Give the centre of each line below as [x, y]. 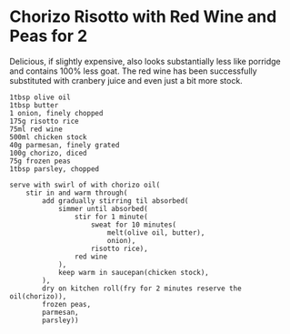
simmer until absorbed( [103, 208]
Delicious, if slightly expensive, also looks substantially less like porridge [145, 61]
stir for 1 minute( [111, 217]
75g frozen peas [40, 161]
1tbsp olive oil [40, 97]
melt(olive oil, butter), [156, 233]
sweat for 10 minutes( [134, 225]
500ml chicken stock [49, 137]
